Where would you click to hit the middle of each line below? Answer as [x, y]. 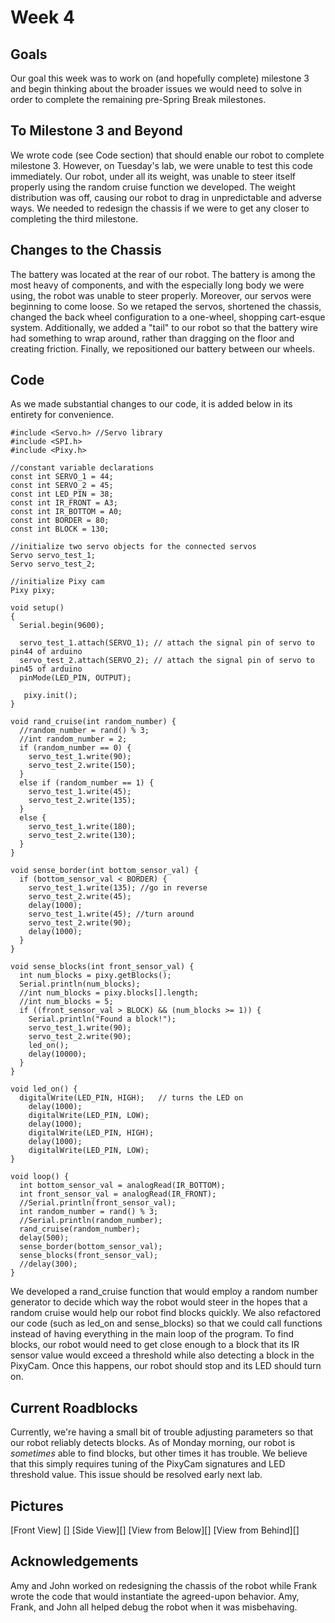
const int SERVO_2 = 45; [62, 486]
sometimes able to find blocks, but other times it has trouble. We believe [159, 1453]
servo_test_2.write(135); [82, 801]
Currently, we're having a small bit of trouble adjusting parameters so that [162, 1432]
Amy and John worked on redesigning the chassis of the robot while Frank [164, 1585]
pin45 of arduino [46, 669]
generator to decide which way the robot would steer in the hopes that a [159, 1302]
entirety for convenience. [62, 415]
